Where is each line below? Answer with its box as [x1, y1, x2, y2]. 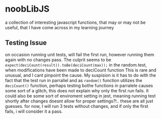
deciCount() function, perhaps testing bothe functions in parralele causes [5, 83, 153, 88]
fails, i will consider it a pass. [5, 108, 63, 114]
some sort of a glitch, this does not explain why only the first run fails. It [5, 87, 149, 93]
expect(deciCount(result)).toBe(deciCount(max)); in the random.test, [5, 62, 147, 68]
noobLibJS [5, 3, 50, 15]
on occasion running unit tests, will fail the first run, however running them [5, 51, 155, 57]
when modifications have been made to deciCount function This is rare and [5, 67, 157, 73]
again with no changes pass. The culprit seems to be [5, 57, 111, 63]
